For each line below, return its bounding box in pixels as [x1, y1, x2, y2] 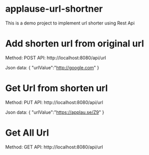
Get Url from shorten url [5, 83, 108, 94]
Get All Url [5, 127, 49, 138]
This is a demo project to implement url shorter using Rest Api [5, 20, 135, 26]
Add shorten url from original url [5, 38, 144, 49]
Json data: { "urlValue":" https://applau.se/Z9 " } [5, 109, 104, 115]
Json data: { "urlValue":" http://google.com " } [5, 64, 99, 70]
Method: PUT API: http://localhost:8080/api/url [5, 99, 103, 105]
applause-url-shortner [5, 3, 103, 15]
